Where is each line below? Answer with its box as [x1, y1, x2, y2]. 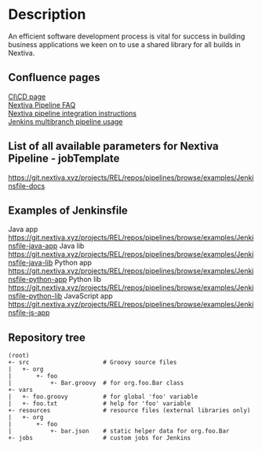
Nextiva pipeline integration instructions [8, 108, 137, 118]
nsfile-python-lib [8, 291, 63, 301]
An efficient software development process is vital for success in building [8, 31, 246, 41]
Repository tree [8, 331, 86, 344]
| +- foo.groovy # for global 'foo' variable [8, 393, 198, 401]
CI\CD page [8, 92, 46, 101]
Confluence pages [8, 71, 100, 84]
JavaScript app [64, 291, 114, 301]
